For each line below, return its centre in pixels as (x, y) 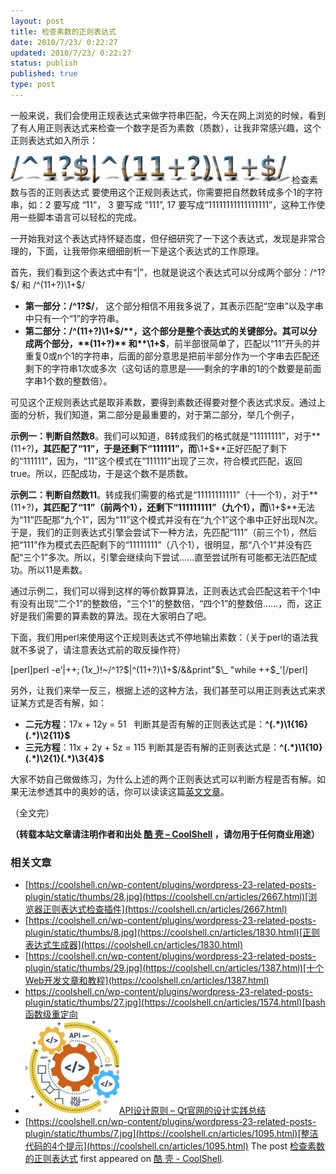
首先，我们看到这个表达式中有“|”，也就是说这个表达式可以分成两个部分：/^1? (168, 272)
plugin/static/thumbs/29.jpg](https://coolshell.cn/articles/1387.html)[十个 (174, 968)
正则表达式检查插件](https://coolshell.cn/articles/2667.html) (165, 909)
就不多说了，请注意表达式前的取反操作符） (98, 649)
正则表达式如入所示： (54, 140)
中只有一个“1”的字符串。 (74, 318)
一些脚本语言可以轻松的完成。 (80, 217)
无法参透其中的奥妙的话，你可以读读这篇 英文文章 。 (124, 791)
